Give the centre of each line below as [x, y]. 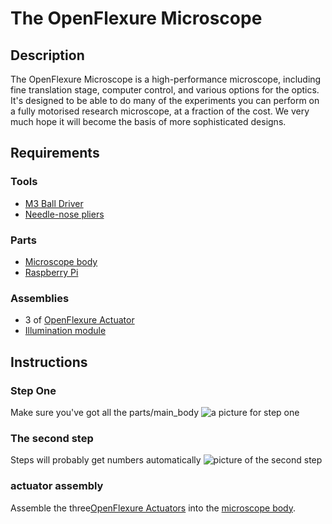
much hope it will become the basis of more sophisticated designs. [148, 121]
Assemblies [40, 298]
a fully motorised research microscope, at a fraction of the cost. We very [160, 111]
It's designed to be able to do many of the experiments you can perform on [165, 100]
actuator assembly [57, 486]
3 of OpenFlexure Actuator [79, 320]
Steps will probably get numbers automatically [106, 460]
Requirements [55, 153]
